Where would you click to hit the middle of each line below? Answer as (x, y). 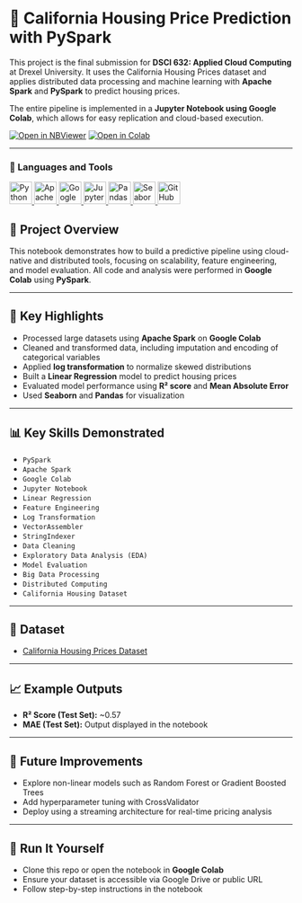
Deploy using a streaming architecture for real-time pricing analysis (147, 811)
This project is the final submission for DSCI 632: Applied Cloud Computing (151, 62)
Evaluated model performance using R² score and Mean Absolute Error (155, 385)
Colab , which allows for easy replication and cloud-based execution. (137, 118)
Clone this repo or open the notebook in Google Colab (123, 870)
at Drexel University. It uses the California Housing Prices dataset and (138, 72)
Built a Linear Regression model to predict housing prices (129, 376)
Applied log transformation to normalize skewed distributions (137, 367)
